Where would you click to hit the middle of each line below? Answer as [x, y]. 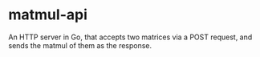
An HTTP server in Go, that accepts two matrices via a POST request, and [130, 37]
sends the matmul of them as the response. [80, 45]
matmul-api [48, 15]
